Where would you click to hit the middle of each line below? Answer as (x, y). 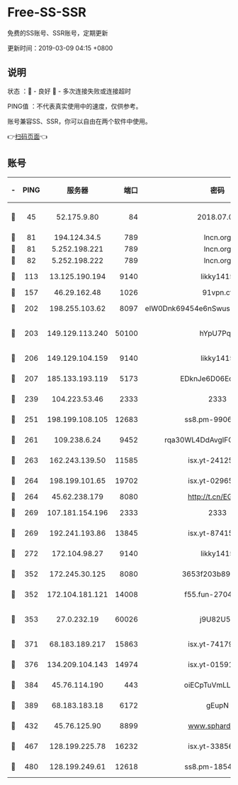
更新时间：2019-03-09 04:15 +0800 (60, 48)
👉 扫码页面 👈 (28, 136)
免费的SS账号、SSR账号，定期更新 (58, 33)
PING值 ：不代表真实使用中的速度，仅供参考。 (75, 106)
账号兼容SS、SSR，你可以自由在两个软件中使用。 (79, 121)
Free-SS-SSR (47, 12)
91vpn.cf (217, 292)
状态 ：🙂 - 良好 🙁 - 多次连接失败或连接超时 (69, 91)
